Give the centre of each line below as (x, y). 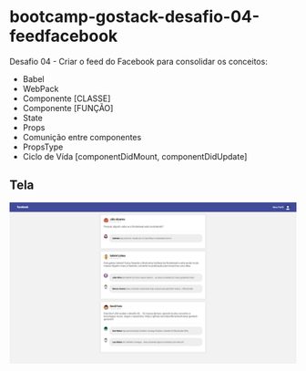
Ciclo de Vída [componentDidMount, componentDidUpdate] (135, 156)
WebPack (41, 88)
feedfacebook (64, 36)
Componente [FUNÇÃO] (68, 108)
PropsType (43, 147)
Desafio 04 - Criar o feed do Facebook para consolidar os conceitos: (139, 61)
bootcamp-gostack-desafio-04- (135, 17)
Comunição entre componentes (82, 137)
